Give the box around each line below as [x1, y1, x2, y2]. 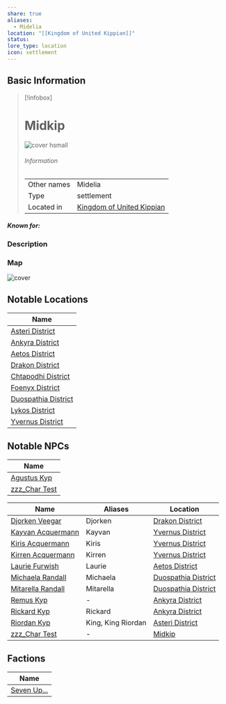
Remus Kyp [10, 595, 48, 604]
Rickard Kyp [10, 607, 50, 616]
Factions [7, 652, 46, 665]
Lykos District [10, 405, 56, 415]
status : [7, 36, 30, 43]
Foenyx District [10, 382, 60, 392]
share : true [7, 10, 42, 17]
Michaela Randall [10, 572, 67, 582]
